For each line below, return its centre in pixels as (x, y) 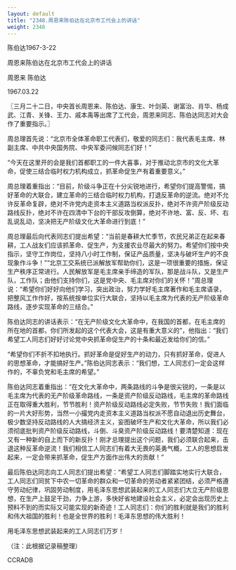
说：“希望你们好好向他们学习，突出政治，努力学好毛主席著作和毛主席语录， (117, 289)
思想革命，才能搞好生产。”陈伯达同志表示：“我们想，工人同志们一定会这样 (119, 363)
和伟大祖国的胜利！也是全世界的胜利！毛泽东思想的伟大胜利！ (97, 516)
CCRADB (20, 560)
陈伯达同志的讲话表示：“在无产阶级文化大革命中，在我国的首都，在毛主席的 (117, 322)
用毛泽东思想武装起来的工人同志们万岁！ (66, 531)
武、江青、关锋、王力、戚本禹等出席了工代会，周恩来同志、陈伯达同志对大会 (118, 115)
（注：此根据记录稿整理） (44, 546)
